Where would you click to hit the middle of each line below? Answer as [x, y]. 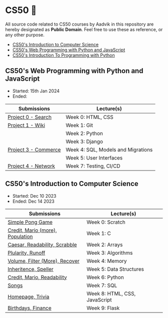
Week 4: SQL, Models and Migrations [109, 149]
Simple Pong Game [30, 222]
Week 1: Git [79, 125]
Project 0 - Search [29, 117]
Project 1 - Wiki [26, 125]
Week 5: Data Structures [115, 269]
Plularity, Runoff [26, 253]
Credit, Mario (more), [32, 230]
